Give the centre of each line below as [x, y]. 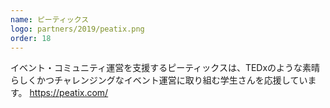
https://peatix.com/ [69, 93]
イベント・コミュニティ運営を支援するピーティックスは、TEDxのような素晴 [165, 68]
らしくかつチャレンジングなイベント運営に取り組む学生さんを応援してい [159, 80]
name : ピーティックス [50, 19]
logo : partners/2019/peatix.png [77, 29]
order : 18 [31, 38]
